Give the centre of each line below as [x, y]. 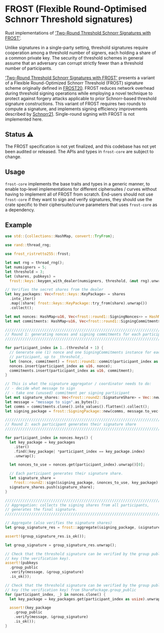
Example [19, 225]
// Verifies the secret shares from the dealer [54, 290]
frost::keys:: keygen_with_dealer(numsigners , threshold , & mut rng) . [81, 281]
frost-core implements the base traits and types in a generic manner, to [78, 184]
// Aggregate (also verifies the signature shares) [59, 523]
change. [13, 157]
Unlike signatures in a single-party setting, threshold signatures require [77, 47]
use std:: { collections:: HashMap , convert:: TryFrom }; [60, 236]
